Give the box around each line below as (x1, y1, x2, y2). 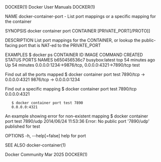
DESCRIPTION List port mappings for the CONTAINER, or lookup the (5, 37, 141, 43)
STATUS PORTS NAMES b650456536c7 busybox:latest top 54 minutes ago (5, 57, 156, 62)
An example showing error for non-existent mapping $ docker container (5, 113, 148, 119)
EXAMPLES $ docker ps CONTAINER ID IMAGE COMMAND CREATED (5, 52, 143, 58)
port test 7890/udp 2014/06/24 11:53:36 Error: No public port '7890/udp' (5, 118, 150, 124)
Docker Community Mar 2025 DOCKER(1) (5, 152, 88, 157)
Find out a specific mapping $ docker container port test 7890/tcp (5, 86, 137, 91)
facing (5, 43, 18, 48)
